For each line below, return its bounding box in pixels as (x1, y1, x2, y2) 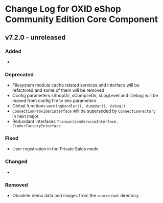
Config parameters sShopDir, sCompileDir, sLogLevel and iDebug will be (12, 93, 158, 99)
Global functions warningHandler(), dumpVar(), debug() (12, 103, 126, 109)
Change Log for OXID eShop (5, 3, 121, 15)
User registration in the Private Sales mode (12, 146, 99, 152)
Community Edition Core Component (5, 14, 158, 25)
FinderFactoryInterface (12, 123, 61, 129)
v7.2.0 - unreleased (5, 33, 66, 41)
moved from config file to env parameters (12, 98, 96, 103)
